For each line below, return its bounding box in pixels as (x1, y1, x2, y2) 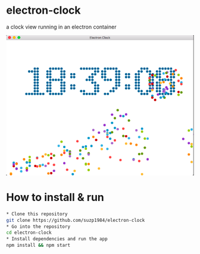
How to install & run (6, 191, 104, 204)
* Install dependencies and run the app (6, 236, 108, 242)
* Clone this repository (6, 211, 68, 217)
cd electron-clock (6, 230, 52, 236)
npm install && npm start (6, 242, 70, 249)
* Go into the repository (6, 224, 70, 230)
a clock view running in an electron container (6, 23, 117, 30)
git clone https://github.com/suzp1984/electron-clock (6, 217, 145, 223)
